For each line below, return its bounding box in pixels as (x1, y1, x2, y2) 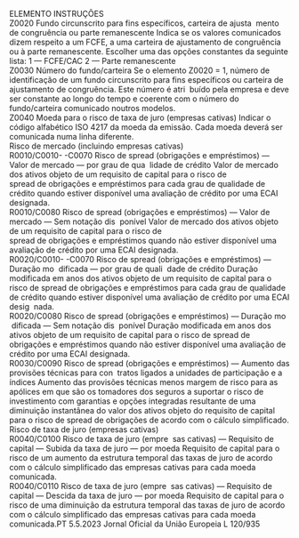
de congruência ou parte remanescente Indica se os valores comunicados (9, 28, 282, 37)
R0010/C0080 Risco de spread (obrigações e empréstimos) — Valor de (9, 207, 271, 217)
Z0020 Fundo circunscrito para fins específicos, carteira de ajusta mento (9, 18, 279, 28)
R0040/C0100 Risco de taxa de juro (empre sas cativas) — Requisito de (9, 434, 274, 444)
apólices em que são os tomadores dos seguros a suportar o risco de (9, 387, 264, 397)
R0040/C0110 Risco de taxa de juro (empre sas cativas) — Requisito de (9, 481, 273, 491)
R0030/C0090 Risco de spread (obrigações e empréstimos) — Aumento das (9, 358, 290, 368)
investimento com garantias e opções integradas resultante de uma (9, 396, 256, 406)
